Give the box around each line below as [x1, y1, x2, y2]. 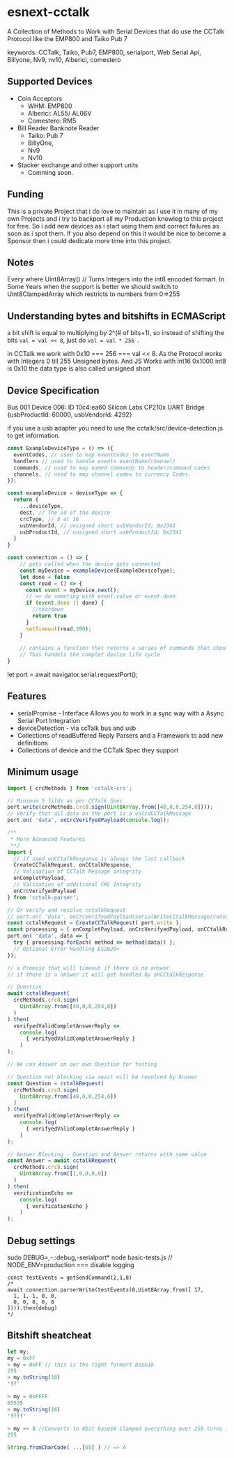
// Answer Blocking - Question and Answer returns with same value [7, 1151, 208, 1158]
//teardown [32, 606, 64, 613]
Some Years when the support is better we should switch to [7, 283, 179, 291]
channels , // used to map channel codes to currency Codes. [13, 471, 192, 478]
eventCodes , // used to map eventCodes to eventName [13, 451, 170, 458]
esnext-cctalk [7, 4, 90, 20]
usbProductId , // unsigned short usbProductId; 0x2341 [19, 529, 182, 536]
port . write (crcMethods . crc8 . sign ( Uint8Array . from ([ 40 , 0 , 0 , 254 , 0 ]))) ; [7, 804, 214, 811]
